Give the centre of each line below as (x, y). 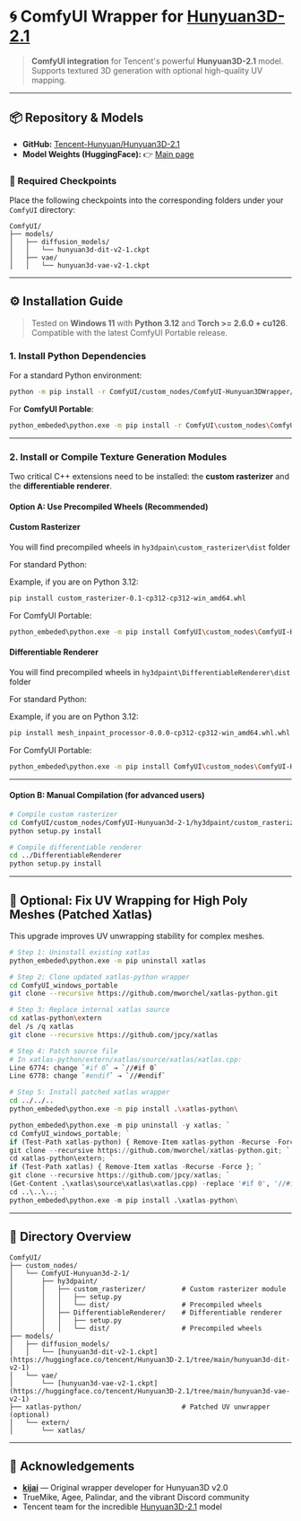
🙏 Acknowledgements (72, 1466)
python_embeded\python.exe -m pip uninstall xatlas (107, 961)
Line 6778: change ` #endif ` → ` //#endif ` (88, 1076)
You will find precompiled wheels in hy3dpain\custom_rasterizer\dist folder (150, 547)
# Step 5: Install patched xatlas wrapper (90, 1093)
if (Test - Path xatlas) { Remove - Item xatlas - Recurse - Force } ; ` (136, 1167)
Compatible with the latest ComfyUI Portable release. (129, 332)
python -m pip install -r (57, 392)
